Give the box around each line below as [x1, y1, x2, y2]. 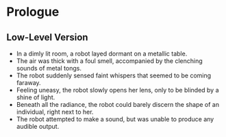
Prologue [6, 4, 60, 20]
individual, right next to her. [16, 108, 94, 116]
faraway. [16, 79, 42, 86]
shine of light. [16, 93, 55, 101]
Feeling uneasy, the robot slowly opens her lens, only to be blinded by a [16, 86, 220, 94]
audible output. [16, 123, 60, 130]
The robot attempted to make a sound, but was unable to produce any [16, 115, 214, 123]
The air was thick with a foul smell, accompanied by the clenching [16, 57, 203, 65]
